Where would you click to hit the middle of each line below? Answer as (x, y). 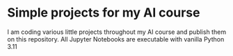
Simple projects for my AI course (104, 13)
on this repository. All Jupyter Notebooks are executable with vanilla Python (116, 39)
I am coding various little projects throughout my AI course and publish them (117, 32)
